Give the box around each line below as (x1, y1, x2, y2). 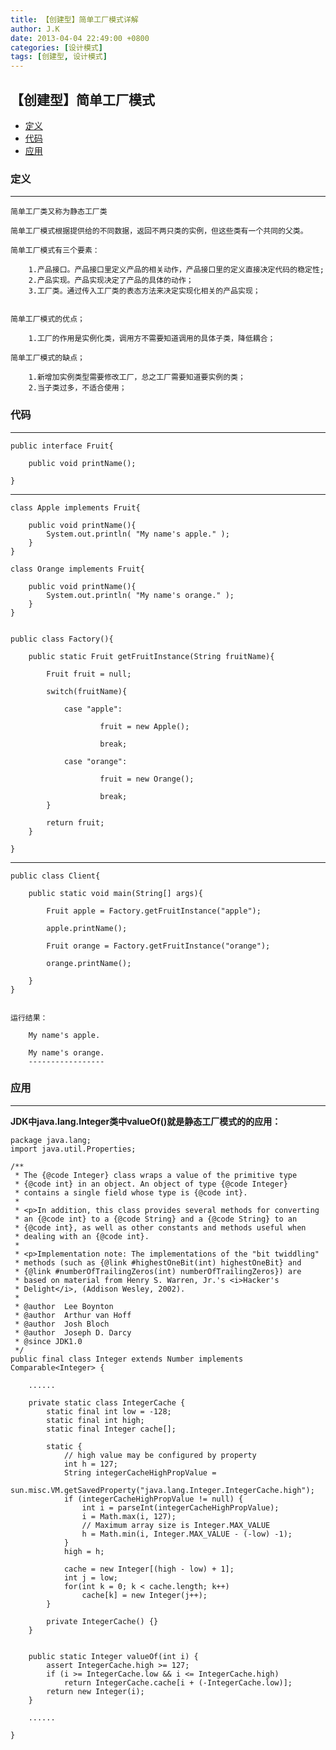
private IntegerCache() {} (46, 1616, 159, 1626)
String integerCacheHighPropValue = (63, 1467, 217, 1478)
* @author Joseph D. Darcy (14, 1327, 132, 1338)
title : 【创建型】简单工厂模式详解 (10, 14, 139, 25)
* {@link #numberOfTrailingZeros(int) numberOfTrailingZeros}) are (14, 1266, 302, 1276)
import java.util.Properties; (10, 1144, 137, 1154)
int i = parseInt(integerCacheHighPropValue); (81, 1502, 280, 1513)
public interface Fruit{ (10, 441, 114, 451)
